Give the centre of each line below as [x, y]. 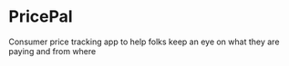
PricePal [41, 17]
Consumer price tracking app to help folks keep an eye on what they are [144, 42]
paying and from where [52, 51]
